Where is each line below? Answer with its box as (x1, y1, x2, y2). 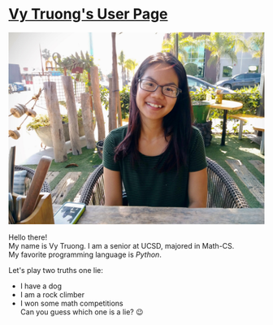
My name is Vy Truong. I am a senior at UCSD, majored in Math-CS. (8, 240, 235, 250)
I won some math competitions (19, 298, 123, 308)
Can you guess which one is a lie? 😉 (19, 306, 144, 317)
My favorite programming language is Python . (8, 249, 162, 259)
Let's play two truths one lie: (8, 265, 103, 275)
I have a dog (19, 281, 63, 291)
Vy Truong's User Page (8, 5, 168, 24)
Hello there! (8, 232, 47, 242)
